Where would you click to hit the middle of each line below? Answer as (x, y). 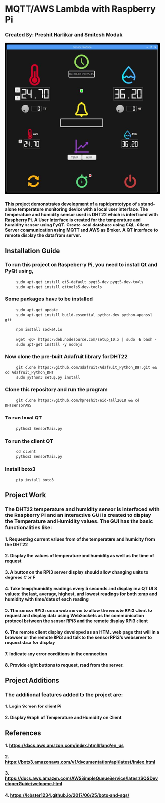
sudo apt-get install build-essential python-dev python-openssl (84, 315)
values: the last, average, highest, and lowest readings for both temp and (81, 594)
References (23, 733)
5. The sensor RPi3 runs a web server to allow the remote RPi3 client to (79, 610)
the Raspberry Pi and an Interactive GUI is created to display (78, 515)
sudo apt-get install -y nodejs (49, 344)
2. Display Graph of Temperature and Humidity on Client (63, 717)
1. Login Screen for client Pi (33, 706)
